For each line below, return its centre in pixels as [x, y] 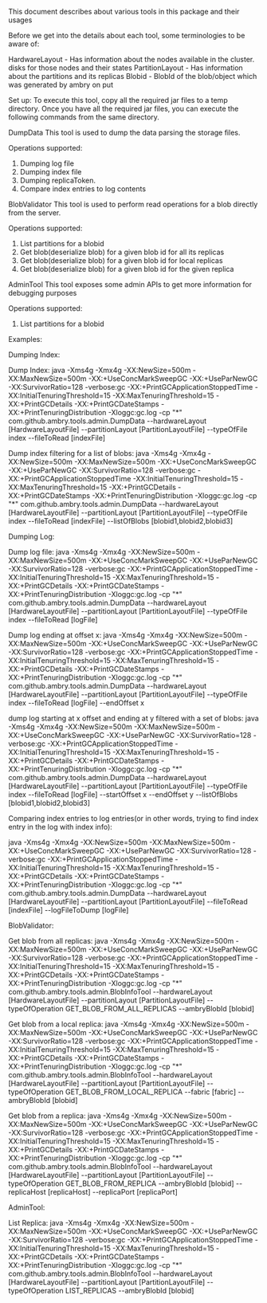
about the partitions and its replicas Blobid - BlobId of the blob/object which [133, 76]
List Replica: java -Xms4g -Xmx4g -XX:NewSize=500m [99, 1223]
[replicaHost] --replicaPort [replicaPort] [112, 1192]
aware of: [24, 44]
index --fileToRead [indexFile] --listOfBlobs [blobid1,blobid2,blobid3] [121, 521]
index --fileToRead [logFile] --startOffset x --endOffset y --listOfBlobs [123, 795]
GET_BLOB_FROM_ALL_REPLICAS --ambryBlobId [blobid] [160, 1009]
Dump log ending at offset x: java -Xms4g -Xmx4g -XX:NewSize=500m [126, 635]
